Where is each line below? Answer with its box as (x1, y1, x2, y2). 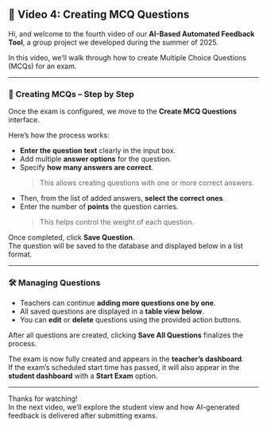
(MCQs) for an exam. (8, 61, 77, 71)
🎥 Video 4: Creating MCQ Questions (8, 8, 190, 21)
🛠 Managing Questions (8, 277, 101, 288)
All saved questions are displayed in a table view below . (19, 307, 204, 316)
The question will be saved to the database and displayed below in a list (8, 241, 244, 251)
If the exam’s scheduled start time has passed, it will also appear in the (8, 363, 240, 372)
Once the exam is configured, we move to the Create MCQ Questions (8, 106, 237, 116)
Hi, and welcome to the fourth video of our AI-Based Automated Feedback (8, 29, 255, 38)
